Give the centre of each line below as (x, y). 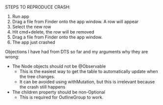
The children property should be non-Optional (58, 92)
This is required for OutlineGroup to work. (61, 97)
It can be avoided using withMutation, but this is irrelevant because (87, 82)
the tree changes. (37, 77)
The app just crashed (34, 42)
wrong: (12, 57)
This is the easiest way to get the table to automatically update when (89, 71)
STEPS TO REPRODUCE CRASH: (38, 7)
